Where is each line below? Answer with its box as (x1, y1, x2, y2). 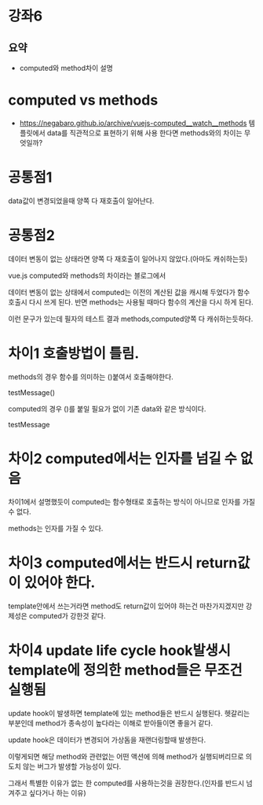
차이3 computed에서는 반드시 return (8, 554, 238, 571)
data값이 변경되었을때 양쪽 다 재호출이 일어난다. (8, 196, 155, 205)
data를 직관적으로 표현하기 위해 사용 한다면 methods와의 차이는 (46, 127, 243, 138)
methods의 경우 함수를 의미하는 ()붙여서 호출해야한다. (8, 371, 174, 382)
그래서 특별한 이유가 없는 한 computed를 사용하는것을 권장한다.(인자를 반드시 (8, 778, 245, 788)
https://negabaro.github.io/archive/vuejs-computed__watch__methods (19, 118, 247, 127)
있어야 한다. (24, 574, 96, 591)
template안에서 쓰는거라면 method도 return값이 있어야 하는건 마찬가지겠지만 (8, 601, 245, 611)
